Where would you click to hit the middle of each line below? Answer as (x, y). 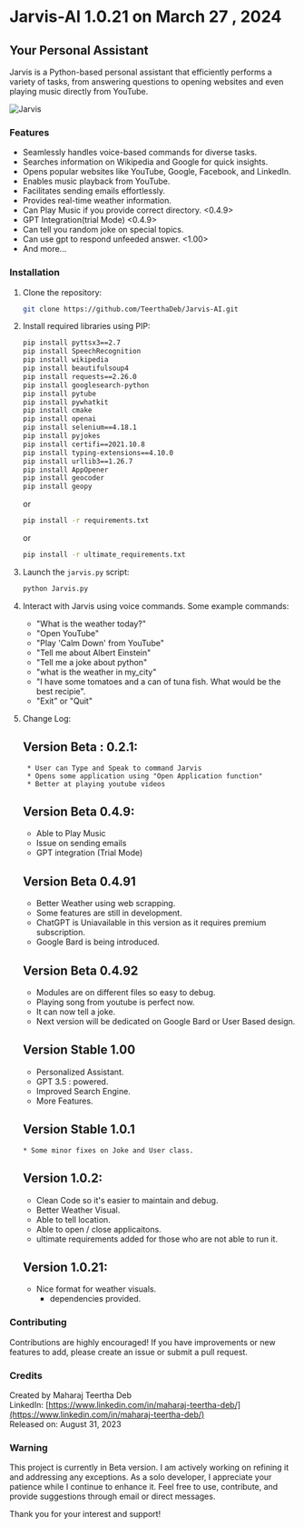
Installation (35, 273)
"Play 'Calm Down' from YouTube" (100, 643)
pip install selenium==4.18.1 (80, 428)
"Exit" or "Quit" (64, 701)
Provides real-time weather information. (97, 201)
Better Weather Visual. (78, 1210)
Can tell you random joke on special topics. (103, 230)
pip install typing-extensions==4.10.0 (98, 453)
